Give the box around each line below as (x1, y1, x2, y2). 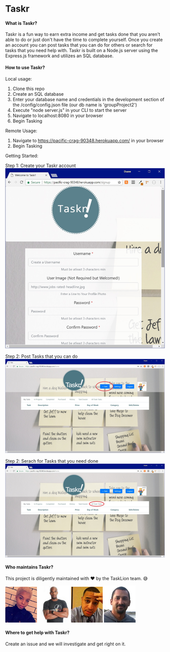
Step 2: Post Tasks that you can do (5, 353, 78, 359)
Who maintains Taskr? (5, 564, 54, 570)
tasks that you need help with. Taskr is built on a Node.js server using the (5, 48, 158, 54)
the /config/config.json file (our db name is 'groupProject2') (12, 102, 138, 108)
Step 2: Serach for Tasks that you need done (5, 458, 99, 464)
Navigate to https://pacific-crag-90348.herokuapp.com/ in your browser (12, 137, 164, 143)
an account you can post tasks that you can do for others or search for (5, 42, 153, 48)
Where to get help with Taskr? (5, 629, 70, 635)
